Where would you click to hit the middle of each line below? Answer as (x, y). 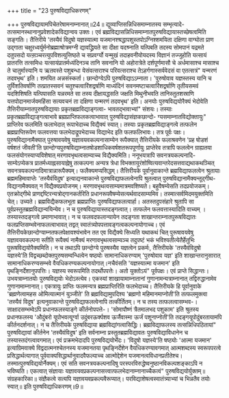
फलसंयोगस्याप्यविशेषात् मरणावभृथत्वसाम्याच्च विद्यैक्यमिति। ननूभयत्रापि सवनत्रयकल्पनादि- (102, 155)
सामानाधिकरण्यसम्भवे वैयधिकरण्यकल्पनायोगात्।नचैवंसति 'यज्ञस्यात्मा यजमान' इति (93, 263)
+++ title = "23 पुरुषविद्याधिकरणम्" (49, 11)
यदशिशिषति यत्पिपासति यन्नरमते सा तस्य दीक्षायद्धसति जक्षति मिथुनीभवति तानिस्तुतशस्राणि (101, 94)
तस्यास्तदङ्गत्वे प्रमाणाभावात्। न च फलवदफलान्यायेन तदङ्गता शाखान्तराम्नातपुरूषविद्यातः (102, 217)
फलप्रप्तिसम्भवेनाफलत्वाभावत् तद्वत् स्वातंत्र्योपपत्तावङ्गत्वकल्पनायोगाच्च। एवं (86, 225)
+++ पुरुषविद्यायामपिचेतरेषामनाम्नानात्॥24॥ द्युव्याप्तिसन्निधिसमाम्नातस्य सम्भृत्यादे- (96, 24)
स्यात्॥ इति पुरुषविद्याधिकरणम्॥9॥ (45, 386)
